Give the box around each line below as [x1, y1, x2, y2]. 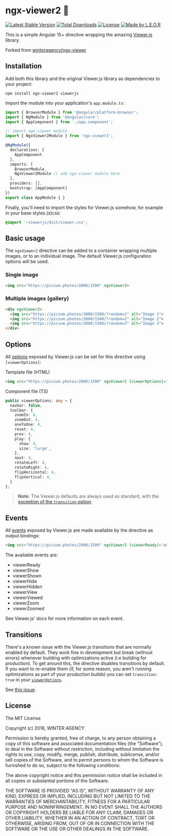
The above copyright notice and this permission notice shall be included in [5, 772, 162, 778]
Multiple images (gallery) [5, 295, 69, 302]
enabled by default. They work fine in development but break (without [5, 649, 153, 655]
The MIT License [5, 715, 41, 721]
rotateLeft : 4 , [14, 460, 47, 465]
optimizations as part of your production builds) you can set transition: [5, 671, 158, 677]
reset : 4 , [14, 427, 36, 432]
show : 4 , [18, 441, 38, 446]
